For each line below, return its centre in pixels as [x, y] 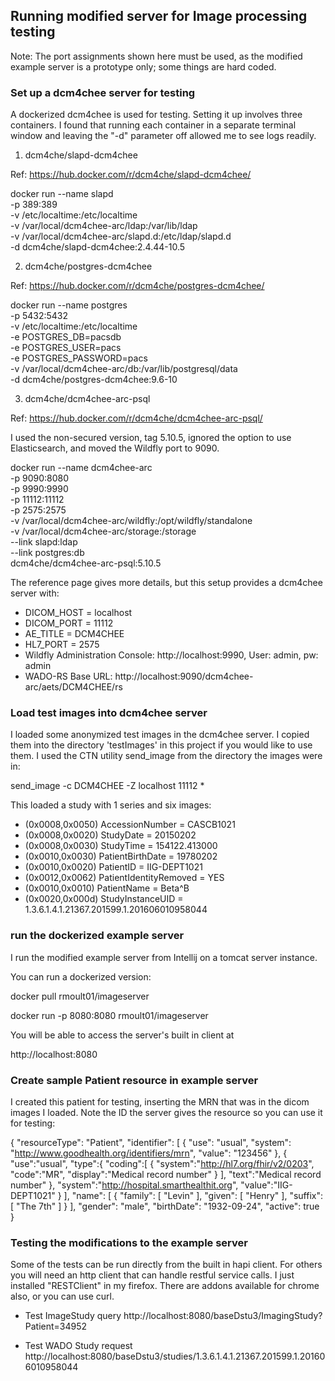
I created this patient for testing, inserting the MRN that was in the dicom [160, 1102]
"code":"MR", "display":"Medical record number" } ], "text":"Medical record [166, 1174]
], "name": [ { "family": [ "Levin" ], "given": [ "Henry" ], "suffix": [193, 1195]
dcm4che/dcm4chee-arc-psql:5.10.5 [86, 563]
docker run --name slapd [62, 194]
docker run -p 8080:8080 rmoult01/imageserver [109, 1015]
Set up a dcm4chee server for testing [103, 92]
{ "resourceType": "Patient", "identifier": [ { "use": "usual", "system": [151, 1142]
